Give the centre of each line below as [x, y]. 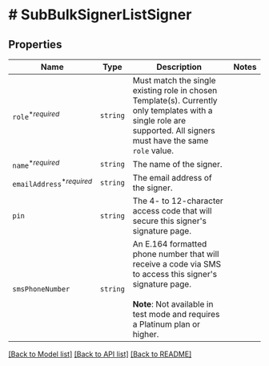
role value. [153, 150]
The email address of [172, 178]
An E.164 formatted [170, 244]
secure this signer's [169, 221]
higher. [146, 335]
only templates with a [173, 110]
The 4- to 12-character [178, 201]
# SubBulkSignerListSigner [100, 15]
